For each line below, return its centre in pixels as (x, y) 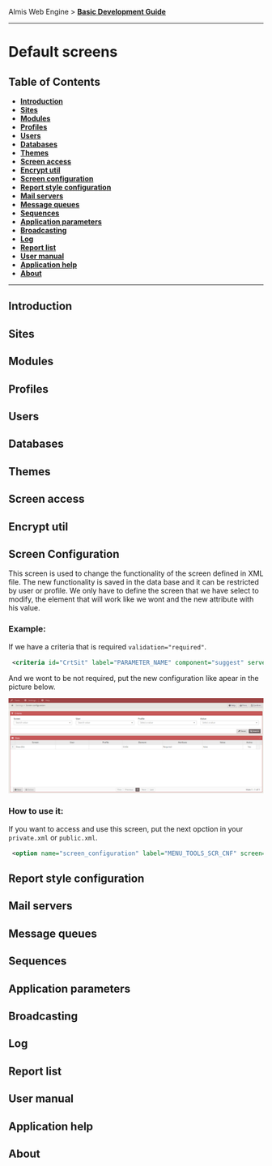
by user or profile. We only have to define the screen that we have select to (134, 591)
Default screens (63, 52)
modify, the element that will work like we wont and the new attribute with (131, 599)
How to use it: (36, 811)
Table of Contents (55, 81)
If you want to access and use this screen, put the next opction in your (126, 828)
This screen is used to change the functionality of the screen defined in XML (136, 573)
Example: (27, 629)
